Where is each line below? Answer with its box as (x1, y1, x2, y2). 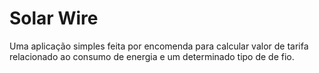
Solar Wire (9, 7, 99, 30)
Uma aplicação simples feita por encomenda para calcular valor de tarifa (9, 40, 309, 52)
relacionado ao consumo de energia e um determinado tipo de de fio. (9, 50, 295, 62)
